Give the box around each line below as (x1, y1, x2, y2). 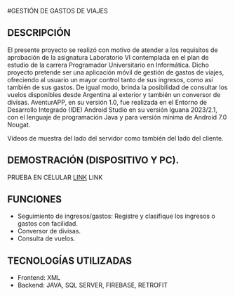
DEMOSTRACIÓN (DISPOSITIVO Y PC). (7, 155, 179, 167)
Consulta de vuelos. (17, 234, 76, 243)
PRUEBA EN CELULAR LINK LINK (7, 173, 103, 181)
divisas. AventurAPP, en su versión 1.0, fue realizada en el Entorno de (7, 98, 208, 106)
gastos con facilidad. (17, 219, 79, 228)
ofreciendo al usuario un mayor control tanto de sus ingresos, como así (7, 75, 213, 84)
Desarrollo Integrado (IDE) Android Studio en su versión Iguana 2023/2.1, (7, 105, 217, 114)
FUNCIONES (7, 193, 62, 205)
